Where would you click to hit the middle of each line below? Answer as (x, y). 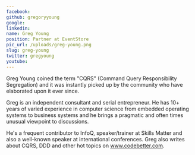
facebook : (18, 12)
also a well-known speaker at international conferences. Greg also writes (96, 139)
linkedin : (18, 28)
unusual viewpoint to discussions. (48, 121)
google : (16, 23)
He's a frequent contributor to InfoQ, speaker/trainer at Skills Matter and (94, 133)
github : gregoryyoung (33, 17)
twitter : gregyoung (30, 56)
